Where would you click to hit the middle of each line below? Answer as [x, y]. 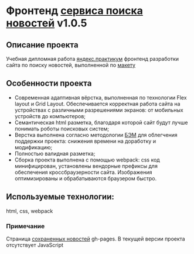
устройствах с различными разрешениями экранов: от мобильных [99, 110]
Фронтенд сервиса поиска [75, 11]
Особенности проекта [49, 83]
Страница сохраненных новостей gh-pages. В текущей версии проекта [96, 239]
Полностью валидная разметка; [55, 153]
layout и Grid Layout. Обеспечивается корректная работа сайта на [97, 104]
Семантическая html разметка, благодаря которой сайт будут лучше [101, 122]
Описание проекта [42, 45]
